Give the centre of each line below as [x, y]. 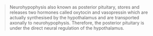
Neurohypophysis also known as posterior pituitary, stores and [74, 7]
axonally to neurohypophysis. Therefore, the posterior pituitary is [77, 23]
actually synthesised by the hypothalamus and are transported [74, 18]
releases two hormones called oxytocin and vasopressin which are [79, 12]
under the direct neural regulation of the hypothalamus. [67, 28]
